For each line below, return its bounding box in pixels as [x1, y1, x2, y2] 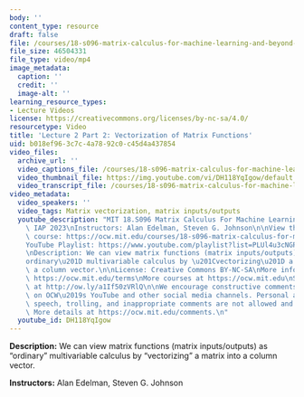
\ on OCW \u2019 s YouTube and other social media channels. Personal [25, 290, 290, 299]
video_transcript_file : [17, 182, 107, 191]
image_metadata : [9, 64, 71, 73]
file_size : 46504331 [9, 47, 88, 56]
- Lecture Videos [9, 106, 75, 115]
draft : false [9, 30, 59, 39]
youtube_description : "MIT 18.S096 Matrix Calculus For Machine [17, 214, 265, 224]
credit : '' [17, 80, 59, 90]
